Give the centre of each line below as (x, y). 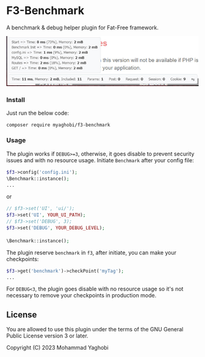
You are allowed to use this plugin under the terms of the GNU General (95, 330)
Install (16, 100)
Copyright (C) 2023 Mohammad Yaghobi (57, 348)
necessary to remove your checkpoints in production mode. (81, 295)
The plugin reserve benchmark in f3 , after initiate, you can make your (92, 252)
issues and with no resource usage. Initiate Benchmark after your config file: (100, 160)
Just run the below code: (38, 113)
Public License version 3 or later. (47, 336)
